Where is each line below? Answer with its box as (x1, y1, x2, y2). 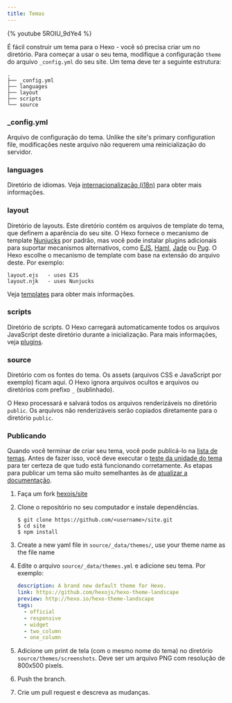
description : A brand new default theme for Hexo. (17, 582, 167, 590)
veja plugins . (7, 337, 44, 346)
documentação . (7, 476, 52, 484)
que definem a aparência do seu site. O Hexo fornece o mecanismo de (7, 228, 209, 237)
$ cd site (17, 523, 46, 530)
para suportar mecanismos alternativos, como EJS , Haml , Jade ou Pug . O (7, 244, 217, 252)
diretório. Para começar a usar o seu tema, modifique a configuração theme (7, 50, 222, 58)
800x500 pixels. (17, 661, 64, 670)
